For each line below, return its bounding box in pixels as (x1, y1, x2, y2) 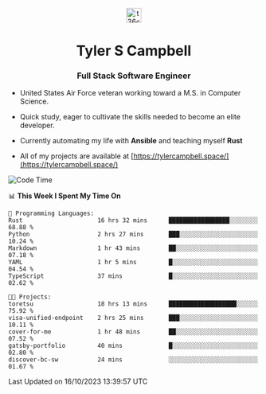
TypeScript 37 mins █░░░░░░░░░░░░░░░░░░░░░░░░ (8, 272, 259, 280)
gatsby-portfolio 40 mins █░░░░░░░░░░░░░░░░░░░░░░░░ (8, 342, 259, 350)
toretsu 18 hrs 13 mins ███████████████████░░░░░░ (8, 300, 259, 308)
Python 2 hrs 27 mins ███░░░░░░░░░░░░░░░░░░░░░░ (8, 231, 259, 239)
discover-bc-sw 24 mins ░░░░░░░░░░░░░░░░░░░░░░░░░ (8, 356, 259, 364)
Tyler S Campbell (76, 42, 192, 60)
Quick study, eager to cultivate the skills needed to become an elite (19, 112, 241, 122)
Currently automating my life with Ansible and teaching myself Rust (19, 136, 243, 146)
